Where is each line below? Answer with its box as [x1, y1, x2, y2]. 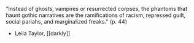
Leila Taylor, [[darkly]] [14, 30, 71, 37]
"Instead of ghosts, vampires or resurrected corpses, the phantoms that [6, 5, 188, 12]
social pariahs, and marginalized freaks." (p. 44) [6, 18, 127, 25]
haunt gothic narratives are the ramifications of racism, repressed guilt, [6, 12, 186, 19]
